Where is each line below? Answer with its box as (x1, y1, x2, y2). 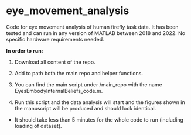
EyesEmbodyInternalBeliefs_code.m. (14, 87, 103, 94)
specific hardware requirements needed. (6, 36, 104, 43)
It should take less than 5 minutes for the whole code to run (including (14, 116, 183, 123)
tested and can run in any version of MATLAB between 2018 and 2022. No (6, 29, 186, 36)
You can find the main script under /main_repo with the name (14, 81, 162, 88)
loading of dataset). (14, 122, 63, 129)
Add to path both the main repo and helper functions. (14, 70, 144, 77)
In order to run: (6, 47, 43, 54)
